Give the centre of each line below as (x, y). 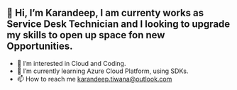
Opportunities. (40, 46)
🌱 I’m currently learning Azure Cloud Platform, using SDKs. (103, 71)
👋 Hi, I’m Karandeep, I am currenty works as (105, 13)
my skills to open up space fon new (86, 35)
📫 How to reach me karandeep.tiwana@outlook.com (94, 79)
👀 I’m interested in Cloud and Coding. (71, 63)
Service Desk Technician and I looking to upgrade (118, 24)
